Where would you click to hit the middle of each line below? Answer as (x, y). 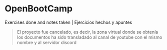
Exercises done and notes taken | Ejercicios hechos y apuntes (68, 22)
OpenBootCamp (39, 9)
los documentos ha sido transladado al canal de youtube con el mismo (89, 37)
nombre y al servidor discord (47, 42)
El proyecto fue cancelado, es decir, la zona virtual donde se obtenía (87, 32)
